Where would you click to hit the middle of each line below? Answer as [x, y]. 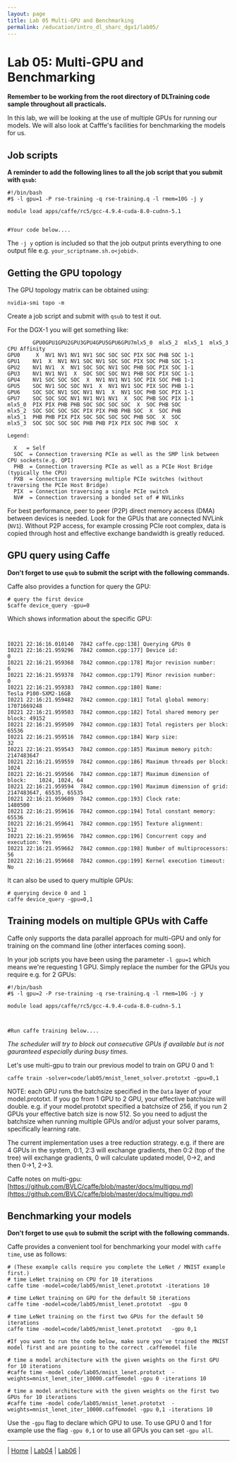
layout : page [26, 14]
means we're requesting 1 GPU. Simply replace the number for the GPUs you [119, 966]
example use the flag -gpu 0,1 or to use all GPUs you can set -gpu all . [110, 1430]
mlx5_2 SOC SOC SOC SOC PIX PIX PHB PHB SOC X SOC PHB [94, 411]
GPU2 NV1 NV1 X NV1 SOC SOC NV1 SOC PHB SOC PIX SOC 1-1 [101, 367]
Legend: [19, 435]
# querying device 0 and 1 [47, 893]
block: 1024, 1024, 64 [45, 780]
